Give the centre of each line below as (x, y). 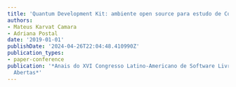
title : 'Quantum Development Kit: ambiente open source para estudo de (114, 14)
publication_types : (36, 53)
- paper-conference (36, 60)
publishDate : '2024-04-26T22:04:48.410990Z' (73, 46)
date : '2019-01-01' (36, 40)
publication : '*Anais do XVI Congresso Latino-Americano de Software (111, 66)
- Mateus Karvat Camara (42, 27)
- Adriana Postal (33, 33)
